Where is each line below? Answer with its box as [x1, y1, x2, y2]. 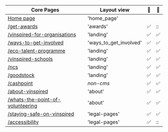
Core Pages [30, 6, 59, 13]
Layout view [99, 6, 130, 13]
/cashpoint [7, 80, 33, 86]
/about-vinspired [7, 88, 48, 94]
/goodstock [7, 72, 35, 78]
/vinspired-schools [7, 55, 53, 62]
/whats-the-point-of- [7, 96, 61, 103]
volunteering [7, 102, 37, 109]
